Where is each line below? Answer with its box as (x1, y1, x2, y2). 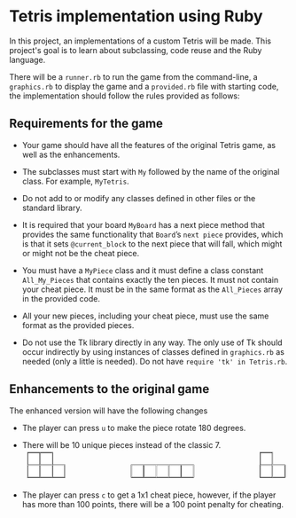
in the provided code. (21, 293, 100, 303)
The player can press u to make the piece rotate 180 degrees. (21, 422, 246, 433)
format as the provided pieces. (21, 319, 135, 330)
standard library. (21, 202, 82, 213)
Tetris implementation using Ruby (9, 6, 263, 27)
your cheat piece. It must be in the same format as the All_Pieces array (21, 284, 284, 294)
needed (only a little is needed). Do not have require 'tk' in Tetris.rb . (21, 356, 288, 366)
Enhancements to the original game (9, 381, 210, 396)
